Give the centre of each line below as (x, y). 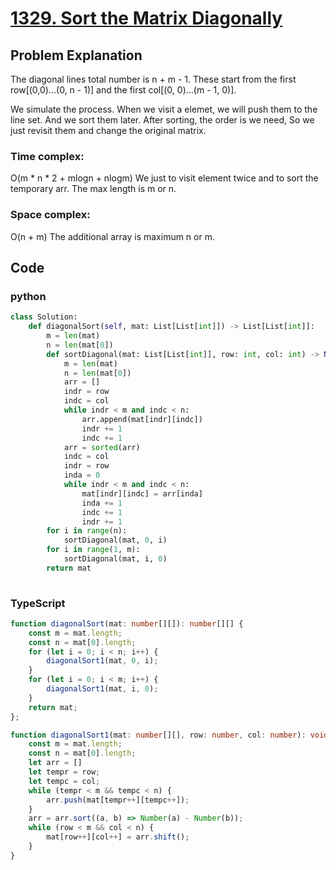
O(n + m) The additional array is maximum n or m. (112, 236)
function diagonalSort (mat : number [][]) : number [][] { (127, 623)
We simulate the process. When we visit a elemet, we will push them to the (164, 109)
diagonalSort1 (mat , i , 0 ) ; (102, 689)
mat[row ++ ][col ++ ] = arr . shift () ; (118, 837)
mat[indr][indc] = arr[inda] (142, 493)
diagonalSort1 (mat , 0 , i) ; (102, 661)
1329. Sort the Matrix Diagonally (146, 18)
